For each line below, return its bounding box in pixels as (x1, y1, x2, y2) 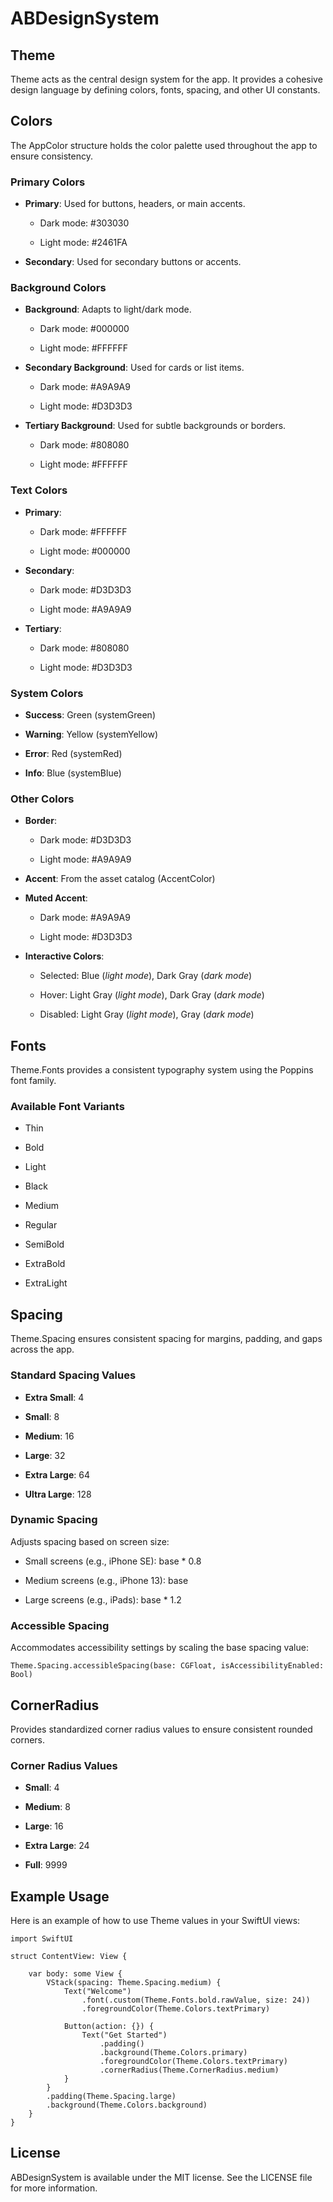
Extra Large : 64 (24, 1468, 90, 1481)
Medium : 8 (24, 1801, 71, 1813)
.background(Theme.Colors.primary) (99, 2048, 248, 2058)
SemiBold (24, 1238, 65, 1251)
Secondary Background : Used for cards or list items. (24, 362, 245, 374)
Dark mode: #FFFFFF (39, 525, 128, 537)
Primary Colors (10, 175, 86, 189)
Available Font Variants (10, 1100, 125, 1114)
